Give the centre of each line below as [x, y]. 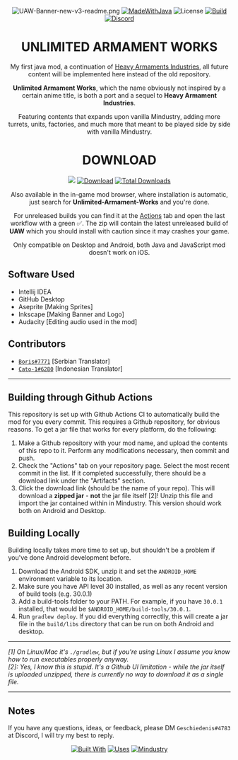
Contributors [37, 344]
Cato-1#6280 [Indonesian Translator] [70, 369]
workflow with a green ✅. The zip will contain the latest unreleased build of [119, 223]
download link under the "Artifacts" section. [82, 480]
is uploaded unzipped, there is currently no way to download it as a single [116, 674]
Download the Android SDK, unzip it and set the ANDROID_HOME [107, 571]
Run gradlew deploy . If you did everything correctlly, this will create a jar [123, 616]
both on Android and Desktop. [62, 511]
